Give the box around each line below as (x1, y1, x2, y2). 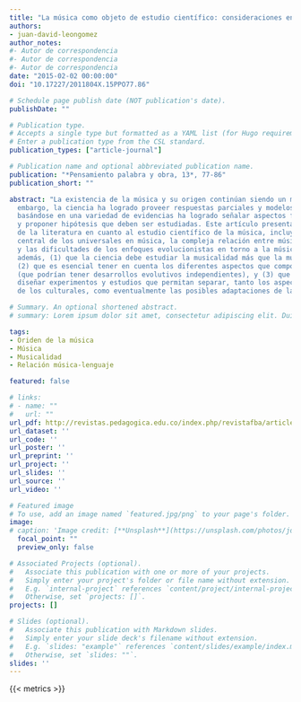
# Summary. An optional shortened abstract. (9, 303, 178, 312)
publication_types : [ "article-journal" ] (9, 145, 163, 155)
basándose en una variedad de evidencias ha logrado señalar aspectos (17, 212, 287, 221)
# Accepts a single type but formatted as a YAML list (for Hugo (9, 129, 258, 138)
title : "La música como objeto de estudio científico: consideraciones (9, 13, 282, 22)
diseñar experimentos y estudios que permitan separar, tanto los (17, 278, 271, 287)
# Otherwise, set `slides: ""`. (9, 650, 139, 660)
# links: (9, 393, 42, 402)
